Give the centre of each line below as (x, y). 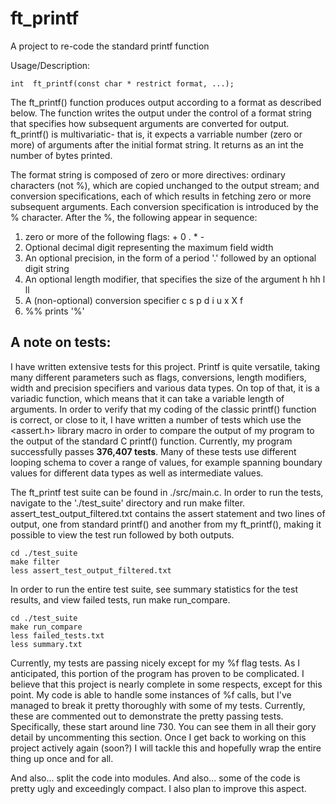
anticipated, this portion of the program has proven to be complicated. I (157, 673)
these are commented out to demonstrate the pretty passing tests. (147, 716)
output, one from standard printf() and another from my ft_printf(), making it (166, 524)
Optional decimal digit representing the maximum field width (149, 247)
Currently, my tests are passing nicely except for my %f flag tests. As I (155, 663)
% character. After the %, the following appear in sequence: (134, 217)
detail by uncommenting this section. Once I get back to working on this (158, 737)
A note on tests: (61, 342)
